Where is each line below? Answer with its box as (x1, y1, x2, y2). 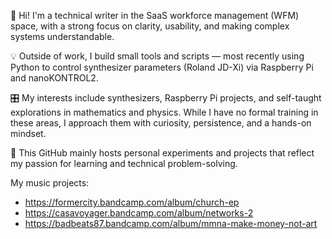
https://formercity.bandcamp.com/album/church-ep (24, 196, 240, 208)
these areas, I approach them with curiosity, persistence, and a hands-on (10, 117, 312, 129)
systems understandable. (10, 31, 115, 42)
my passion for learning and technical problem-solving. (10, 158, 238, 169)
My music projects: (10, 177, 90, 189)
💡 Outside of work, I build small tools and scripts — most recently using (10, 50, 305, 62)
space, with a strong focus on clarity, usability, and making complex (10, 20, 290, 32)
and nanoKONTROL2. (10, 72, 99, 84)
